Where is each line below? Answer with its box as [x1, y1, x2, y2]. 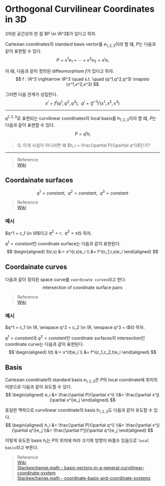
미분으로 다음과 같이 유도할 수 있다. [5, 384, 72, 390]
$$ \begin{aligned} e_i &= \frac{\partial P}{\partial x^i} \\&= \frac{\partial [5, 392, 151, 398]
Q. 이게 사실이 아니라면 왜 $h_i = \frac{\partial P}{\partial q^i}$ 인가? [17, 142, 151, 148]
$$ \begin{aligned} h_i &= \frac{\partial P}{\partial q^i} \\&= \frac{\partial [5, 422, 151, 428]
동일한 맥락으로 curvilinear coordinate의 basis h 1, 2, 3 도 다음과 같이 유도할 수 [5, 407, 153, 414]
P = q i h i [74, 130, 91, 138]
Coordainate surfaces [5, 176, 74, 184]
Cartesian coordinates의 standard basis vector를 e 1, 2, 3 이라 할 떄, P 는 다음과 [5, 41, 156, 48]
